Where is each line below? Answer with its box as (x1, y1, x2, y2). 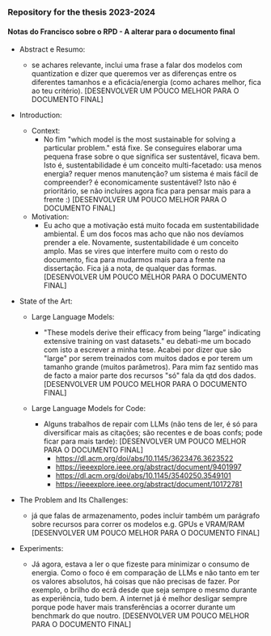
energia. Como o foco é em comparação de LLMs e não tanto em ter (31, 568, 260, 578)
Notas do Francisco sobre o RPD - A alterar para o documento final (7, 27, 235, 36)
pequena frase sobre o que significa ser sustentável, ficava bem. (43, 152, 260, 162)
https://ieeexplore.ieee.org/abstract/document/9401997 (55, 462, 242, 472)
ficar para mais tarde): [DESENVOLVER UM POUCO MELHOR (43, 436, 247, 447)
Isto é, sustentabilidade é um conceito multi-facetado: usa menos (43, 160, 262, 170)
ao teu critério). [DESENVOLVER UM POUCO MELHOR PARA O (31, 86, 239, 95)
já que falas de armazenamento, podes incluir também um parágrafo (31, 511, 260, 520)
